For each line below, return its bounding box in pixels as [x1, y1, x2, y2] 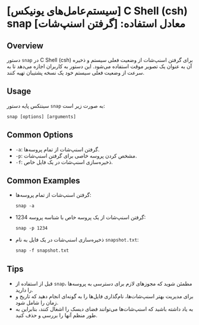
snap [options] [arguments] [7, 113, 77, 120]
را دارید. [15, 286, 33, 293]
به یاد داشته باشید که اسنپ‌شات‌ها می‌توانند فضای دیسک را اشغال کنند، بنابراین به [15, 305, 194, 312]
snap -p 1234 [15, 225, 48, 231]
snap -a [15, 203, 34, 209]
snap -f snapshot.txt [15, 247, 69, 254]
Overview [7, 41, 44, 51]
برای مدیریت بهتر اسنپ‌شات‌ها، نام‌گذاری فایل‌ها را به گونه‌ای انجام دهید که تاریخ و [15, 292, 194, 299]
